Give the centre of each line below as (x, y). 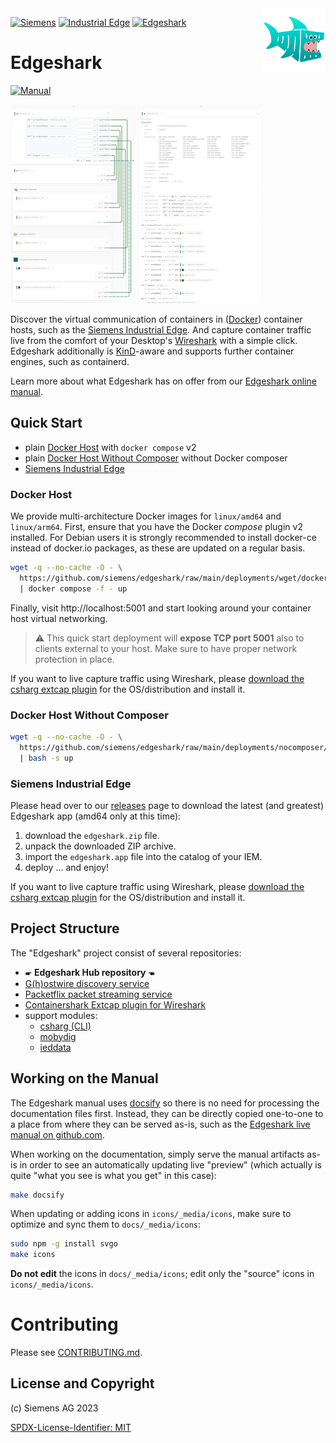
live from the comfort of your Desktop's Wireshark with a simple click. (154, 340)
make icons (33, 1255)
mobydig (58, 1036)
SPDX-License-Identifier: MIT (71, 1427)
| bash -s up (46, 758)
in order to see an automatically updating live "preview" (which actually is (171, 1164)
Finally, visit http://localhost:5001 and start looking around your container (161, 608)
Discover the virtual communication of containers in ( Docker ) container (156, 319)
